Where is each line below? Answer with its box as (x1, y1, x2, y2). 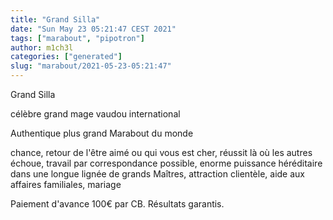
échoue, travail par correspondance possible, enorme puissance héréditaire (10, 157, 323, 169)
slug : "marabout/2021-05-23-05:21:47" (10, 61, 172, 71)
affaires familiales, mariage (10, 179, 122, 190)
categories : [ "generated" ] (10, 52, 123, 62)
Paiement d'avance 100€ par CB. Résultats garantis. (10, 198, 225, 210)
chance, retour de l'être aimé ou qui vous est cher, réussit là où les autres (10, 147, 313, 158)
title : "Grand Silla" (10, 14, 101, 25)
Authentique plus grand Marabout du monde (10, 127, 194, 139)
